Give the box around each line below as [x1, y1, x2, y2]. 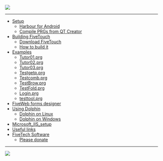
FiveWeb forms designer [12, 101, 62, 106]
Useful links [12, 127, 36, 132]
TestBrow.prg [19, 80, 46, 86]
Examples [12, 49, 32, 55]
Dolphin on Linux [19, 111, 53, 116]
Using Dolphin [12, 106, 41, 112]
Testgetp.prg [19, 70, 45, 75]
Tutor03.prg [19, 64, 44, 70]
